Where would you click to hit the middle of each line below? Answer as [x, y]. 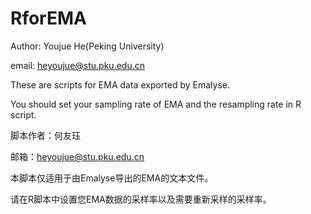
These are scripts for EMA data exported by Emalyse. [120, 84]
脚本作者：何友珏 [45, 135]
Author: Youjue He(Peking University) [87, 46]
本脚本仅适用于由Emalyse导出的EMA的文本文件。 [112, 178]
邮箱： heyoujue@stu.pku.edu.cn [77, 156]
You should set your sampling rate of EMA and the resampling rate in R [156, 104]
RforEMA [48, 18]
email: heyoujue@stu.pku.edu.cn [77, 65]
